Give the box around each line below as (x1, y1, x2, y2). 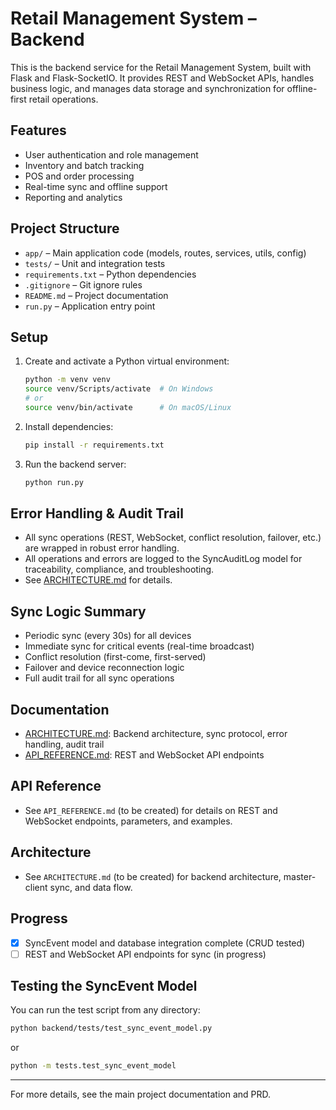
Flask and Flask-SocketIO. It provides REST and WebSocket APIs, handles (10, 72, 315, 84)
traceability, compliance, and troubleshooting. (24, 563, 215, 576)
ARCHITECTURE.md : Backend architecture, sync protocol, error (24, 728, 288, 740)
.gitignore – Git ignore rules (24, 278, 143, 291)
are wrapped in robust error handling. (24, 542, 180, 554)
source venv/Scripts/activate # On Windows (24, 384, 214, 394)
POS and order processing (24, 170, 135, 182)
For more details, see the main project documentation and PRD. (10, 1088, 272, 1101)
